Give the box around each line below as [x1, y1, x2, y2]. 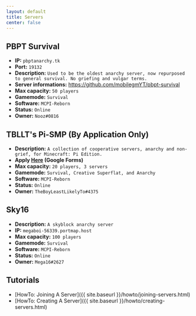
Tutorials [6, 275, 40, 285]
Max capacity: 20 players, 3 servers [14, 163, 108, 170]
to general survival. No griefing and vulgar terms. [14, 76, 148, 82]
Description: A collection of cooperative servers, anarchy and [14, 145, 175, 152]
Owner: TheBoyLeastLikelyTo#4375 [14, 188, 99, 195]
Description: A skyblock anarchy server [14, 220, 114, 228]
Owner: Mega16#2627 [14, 258, 64, 265]
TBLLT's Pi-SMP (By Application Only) [6, 129, 149, 139]
